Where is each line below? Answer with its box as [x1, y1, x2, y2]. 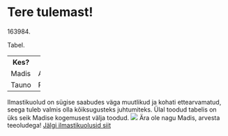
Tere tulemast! [7, 4, 93, 20]
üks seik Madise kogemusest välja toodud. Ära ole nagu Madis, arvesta [7, 113, 220, 122]
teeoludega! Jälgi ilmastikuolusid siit [7, 121, 112, 129]
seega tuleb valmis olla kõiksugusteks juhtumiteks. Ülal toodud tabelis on [7, 105, 218, 114]
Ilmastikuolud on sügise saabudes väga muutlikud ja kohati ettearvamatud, [7, 98, 222, 106]
